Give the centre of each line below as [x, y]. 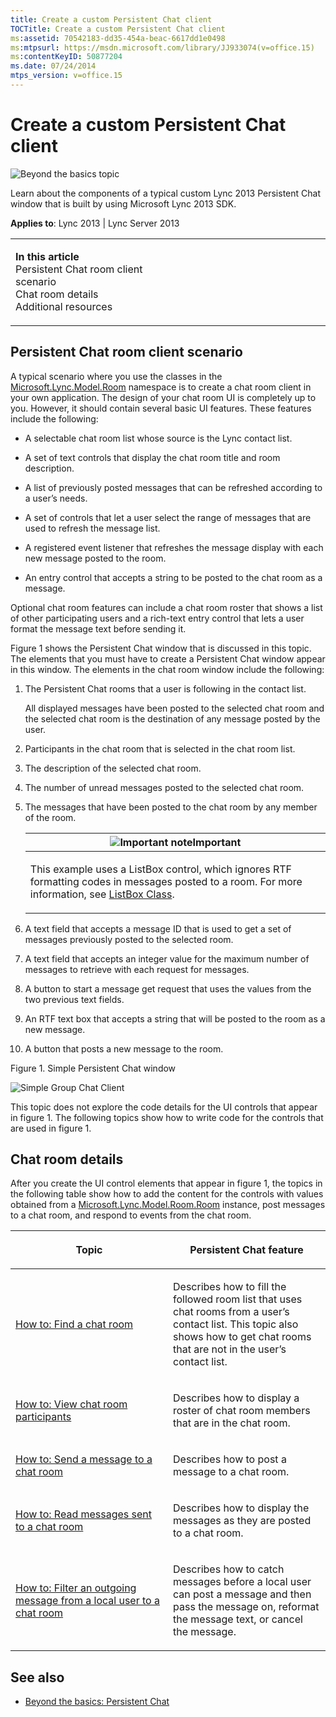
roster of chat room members [242, 1411]
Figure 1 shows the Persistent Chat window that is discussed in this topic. [161, 648]
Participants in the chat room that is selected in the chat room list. [160, 748]
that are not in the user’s [230, 1349]
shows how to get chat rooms [242, 1337]
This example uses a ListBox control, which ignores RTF [160, 869]
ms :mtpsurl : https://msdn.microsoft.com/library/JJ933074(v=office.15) [162, 47]
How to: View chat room [71, 1404]
